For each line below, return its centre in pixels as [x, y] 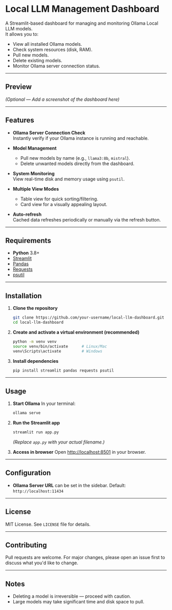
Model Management [35, 148]
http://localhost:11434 [38, 491]
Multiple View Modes [36, 189]
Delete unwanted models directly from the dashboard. [77, 163]
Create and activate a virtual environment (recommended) [76, 332]
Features [20, 121]
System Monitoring [34, 173]
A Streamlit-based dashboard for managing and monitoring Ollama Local [82, 23]
